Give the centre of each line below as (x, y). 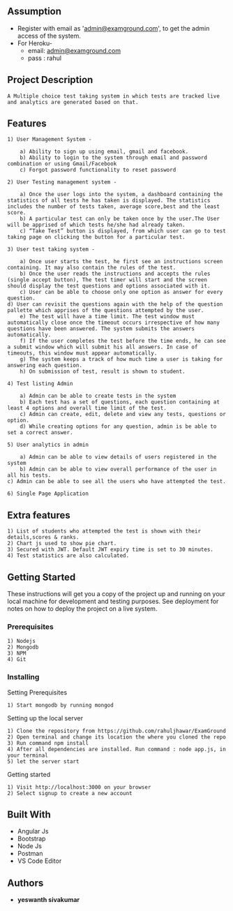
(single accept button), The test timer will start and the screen (107, 280)
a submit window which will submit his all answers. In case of (103, 347)
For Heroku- (35, 43)
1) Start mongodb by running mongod (60, 705)
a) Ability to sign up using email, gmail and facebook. (104, 152)
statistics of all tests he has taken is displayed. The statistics (109, 201)
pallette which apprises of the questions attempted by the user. (106, 311)
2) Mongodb (23, 647)
